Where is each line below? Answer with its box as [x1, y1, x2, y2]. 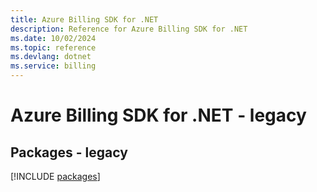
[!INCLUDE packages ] [10, 171, 101, 182]
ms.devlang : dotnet [10, 52, 92, 62]
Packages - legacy [10, 144, 128, 161]
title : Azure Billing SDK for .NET [10, 14, 159, 25]
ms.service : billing [10, 61, 97, 71]
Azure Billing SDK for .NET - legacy [10, 104, 307, 127]
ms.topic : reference [10, 42, 97, 53]
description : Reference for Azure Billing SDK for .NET [10, 24, 248, 34]
